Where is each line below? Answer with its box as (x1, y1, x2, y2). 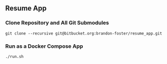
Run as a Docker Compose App (5, 43, 83, 50)
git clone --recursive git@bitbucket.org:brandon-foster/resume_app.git (5, 30, 162, 36)
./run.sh (5, 54, 24, 59)
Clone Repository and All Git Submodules (5, 19, 109, 26)
